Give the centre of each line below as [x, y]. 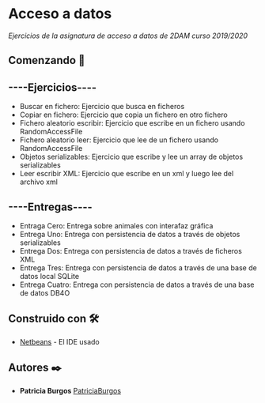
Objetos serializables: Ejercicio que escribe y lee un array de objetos [131, 157]
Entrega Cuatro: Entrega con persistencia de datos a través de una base [137, 284]
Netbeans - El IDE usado [60, 341]
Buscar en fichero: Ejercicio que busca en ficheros [102, 107]
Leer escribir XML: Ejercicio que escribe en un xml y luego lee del [127, 174]
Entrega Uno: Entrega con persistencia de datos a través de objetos [130, 234]
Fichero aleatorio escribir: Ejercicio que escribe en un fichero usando [132, 123]
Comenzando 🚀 [47, 60]
